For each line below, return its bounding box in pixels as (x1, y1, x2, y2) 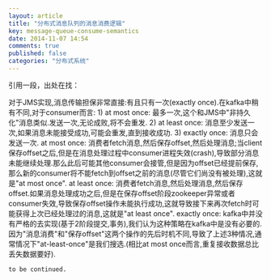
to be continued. (8, 265, 67, 274)
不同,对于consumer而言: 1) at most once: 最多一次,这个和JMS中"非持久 (15, 107, 251, 117)
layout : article (8, 11, 63, 20)
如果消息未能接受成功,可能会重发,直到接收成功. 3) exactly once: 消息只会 (17, 127, 259, 138)
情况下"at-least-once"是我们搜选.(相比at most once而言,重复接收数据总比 (15, 239, 259, 248)
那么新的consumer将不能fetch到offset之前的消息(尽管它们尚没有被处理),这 (8, 168, 256, 178)
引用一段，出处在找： (8, 80, 79, 90)
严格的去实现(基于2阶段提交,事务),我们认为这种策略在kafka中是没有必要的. (15, 218, 263, 228)
